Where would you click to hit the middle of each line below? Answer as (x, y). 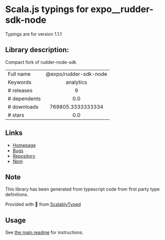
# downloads (23, 107)
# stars (16, 115)
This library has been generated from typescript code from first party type (82, 189)
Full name (19, 74)
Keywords (20, 82)
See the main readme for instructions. (44, 232)
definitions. (17, 195)
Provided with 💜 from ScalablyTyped (43, 204)
